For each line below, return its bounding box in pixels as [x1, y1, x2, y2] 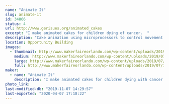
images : [5, 44, 22, 49]
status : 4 [5, 21, 26, 26]
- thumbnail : [10, 49, 37, 54]
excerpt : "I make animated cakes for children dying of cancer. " [5, 30, 150, 35]
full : [14, 63, 26, 68]
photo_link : [5, 81, 30, 86]
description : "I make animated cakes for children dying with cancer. [14, 77, 165, 82]
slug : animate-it [5, 12, 42, 17]
